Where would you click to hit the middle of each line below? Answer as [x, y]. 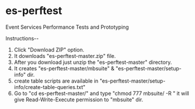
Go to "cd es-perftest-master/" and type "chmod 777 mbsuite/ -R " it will [102, 93]
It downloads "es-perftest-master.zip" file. [65, 56]
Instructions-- [22, 38]
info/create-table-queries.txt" [49, 87]
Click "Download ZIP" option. [49, 50]
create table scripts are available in [56, 81]
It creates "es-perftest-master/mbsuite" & [64, 68]
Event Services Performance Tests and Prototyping [67, 27]
